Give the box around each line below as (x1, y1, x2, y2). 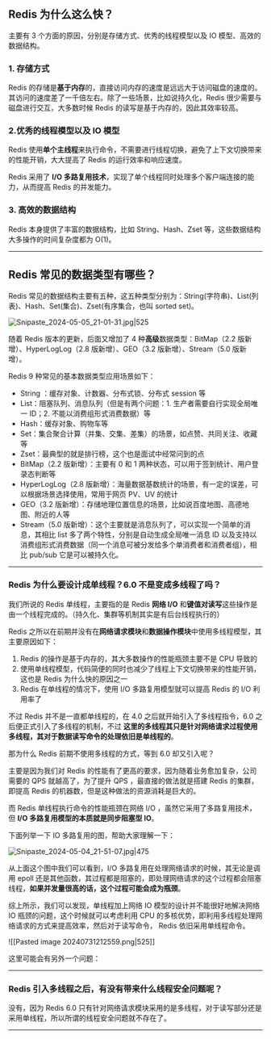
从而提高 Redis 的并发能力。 (22, 182, 116, 192)
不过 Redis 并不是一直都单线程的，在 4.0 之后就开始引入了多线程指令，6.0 (8, 711, 254, 721)
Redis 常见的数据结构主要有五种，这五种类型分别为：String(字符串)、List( (8, 291, 252, 300)
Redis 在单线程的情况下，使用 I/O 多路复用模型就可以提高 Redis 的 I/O (19, 684, 252, 693)
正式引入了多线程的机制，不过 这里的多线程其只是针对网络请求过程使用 (22, 721, 258, 731)
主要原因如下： (8, 636, 58, 646)
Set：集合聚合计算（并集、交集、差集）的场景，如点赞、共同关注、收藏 (19, 429, 258, 438)
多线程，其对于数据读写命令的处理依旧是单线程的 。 (8, 731, 178, 741)
